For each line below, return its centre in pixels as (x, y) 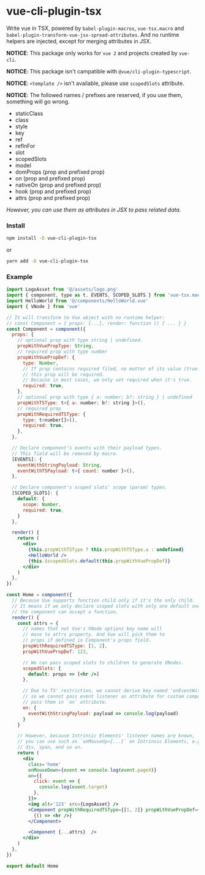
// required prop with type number (63, 352)
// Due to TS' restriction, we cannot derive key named (95, 691)
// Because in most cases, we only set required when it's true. (107, 380)
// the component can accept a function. (65, 612)
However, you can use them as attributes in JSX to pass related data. (94, 210)
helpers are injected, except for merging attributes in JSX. (79, 41)
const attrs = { (38, 623)
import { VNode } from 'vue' (43, 306)
